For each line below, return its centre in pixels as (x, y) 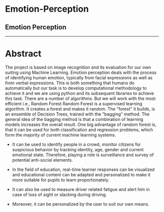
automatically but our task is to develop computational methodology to (76, 88)
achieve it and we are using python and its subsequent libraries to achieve (80, 93)
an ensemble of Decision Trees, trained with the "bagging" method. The (77, 114)
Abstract (23, 54)
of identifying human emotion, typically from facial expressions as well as (79, 77)
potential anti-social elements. (42, 160)
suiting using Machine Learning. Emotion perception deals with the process (81, 72)
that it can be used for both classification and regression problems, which (79, 130)
